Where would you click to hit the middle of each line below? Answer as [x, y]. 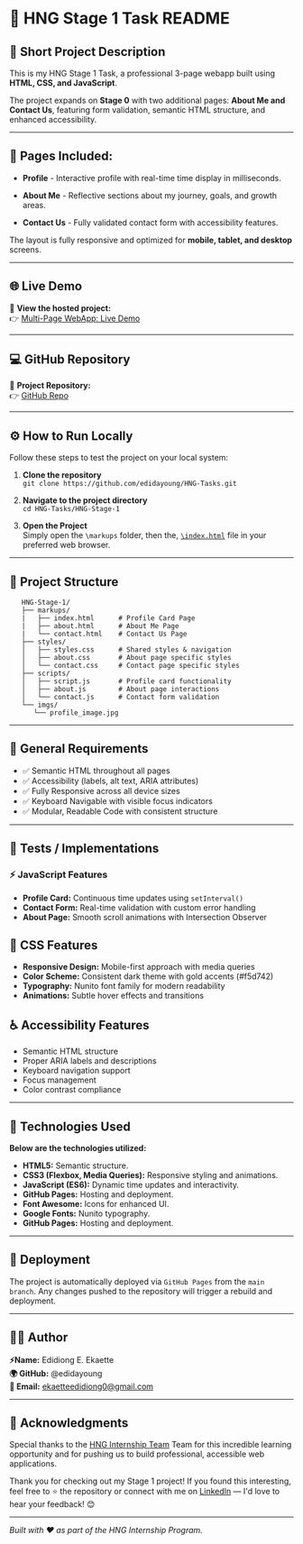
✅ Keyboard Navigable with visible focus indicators [118, 800]
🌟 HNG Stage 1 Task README [119, 18]
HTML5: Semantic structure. [75, 1165]
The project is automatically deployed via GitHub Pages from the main [137, 1281]
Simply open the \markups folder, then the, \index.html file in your [144, 535]
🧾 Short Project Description [87, 52]
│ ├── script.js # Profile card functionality [126, 681]
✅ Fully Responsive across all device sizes [101, 790]
